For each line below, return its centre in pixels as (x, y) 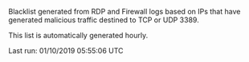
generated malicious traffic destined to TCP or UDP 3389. (104, 20)
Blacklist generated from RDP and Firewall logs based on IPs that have (124, 12)
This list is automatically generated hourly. (78, 35)
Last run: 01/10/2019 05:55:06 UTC (66, 50)
